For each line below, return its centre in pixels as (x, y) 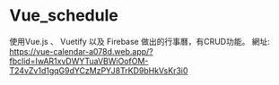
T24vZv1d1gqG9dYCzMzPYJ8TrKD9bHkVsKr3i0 (99, 70)
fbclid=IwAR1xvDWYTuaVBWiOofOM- (79, 61)
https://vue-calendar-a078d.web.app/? (82, 51)
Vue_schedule (64, 16)
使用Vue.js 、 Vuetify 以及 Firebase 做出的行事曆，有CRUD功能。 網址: (140, 41)
